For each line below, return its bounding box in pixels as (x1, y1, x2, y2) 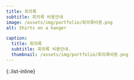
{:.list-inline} (6, 68, 36, 75)
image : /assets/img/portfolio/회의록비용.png (6, 19, 113, 25)
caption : (6, 36, 28, 41)
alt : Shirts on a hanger (6, 25, 67, 31)
